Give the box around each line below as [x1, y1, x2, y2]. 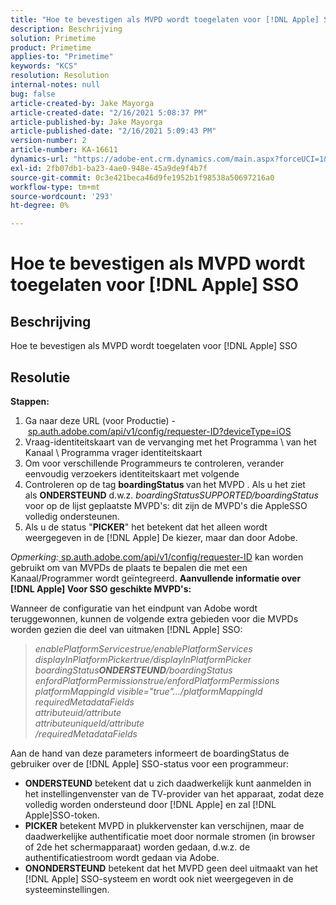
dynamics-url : [10, 154, 70, 164]
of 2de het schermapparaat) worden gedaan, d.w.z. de [24, 841, 251, 853]
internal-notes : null [10, 80, 101, 90]
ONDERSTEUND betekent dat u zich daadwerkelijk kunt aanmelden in [24, 777, 312, 789]
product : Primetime [10, 42, 92, 53]
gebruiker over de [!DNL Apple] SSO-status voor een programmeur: [10, 757, 289, 770]
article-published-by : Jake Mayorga [10, 117, 163, 127]
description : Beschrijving [10, 24, 123, 34]
